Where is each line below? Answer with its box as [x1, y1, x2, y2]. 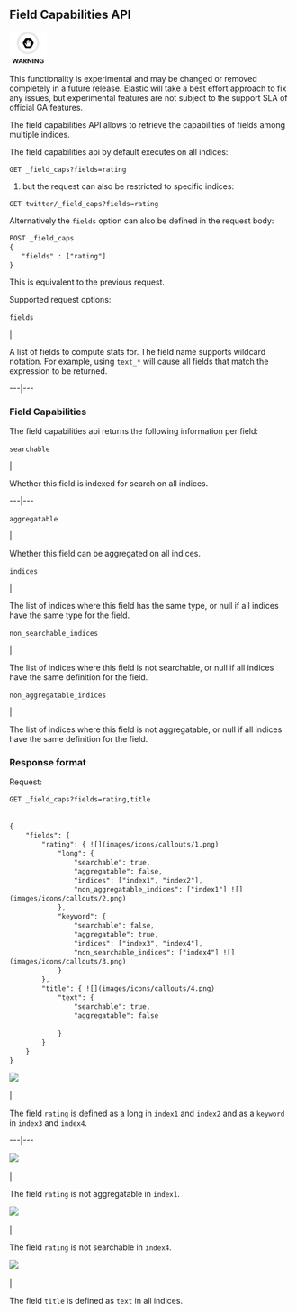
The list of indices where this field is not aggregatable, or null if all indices [9, 724, 283, 735]
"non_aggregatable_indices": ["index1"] [73, 885, 228, 894]
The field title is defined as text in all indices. [9, 1296, 183, 1307]
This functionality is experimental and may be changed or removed [9, 73, 258, 84]
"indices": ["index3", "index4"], [73, 939, 203, 948]
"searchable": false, [73, 921, 155, 930]
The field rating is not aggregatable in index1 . [9, 1189, 180, 1200]
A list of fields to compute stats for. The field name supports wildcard [9, 346, 266, 357]
